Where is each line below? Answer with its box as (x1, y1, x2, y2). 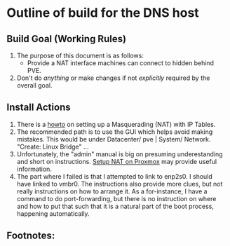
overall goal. (16, 81, 53, 89)
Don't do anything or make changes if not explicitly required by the (16, 74, 210, 82)
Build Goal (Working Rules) (6, 33, 127, 45)
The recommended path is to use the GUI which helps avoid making (16, 128, 213, 136)
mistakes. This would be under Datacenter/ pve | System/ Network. (16, 135, 211, 143)
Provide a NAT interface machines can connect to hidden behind (27, 59, 215, 67)
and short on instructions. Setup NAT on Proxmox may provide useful (16, 157, 217, 165)
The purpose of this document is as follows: (16, 51, 144, 60)
